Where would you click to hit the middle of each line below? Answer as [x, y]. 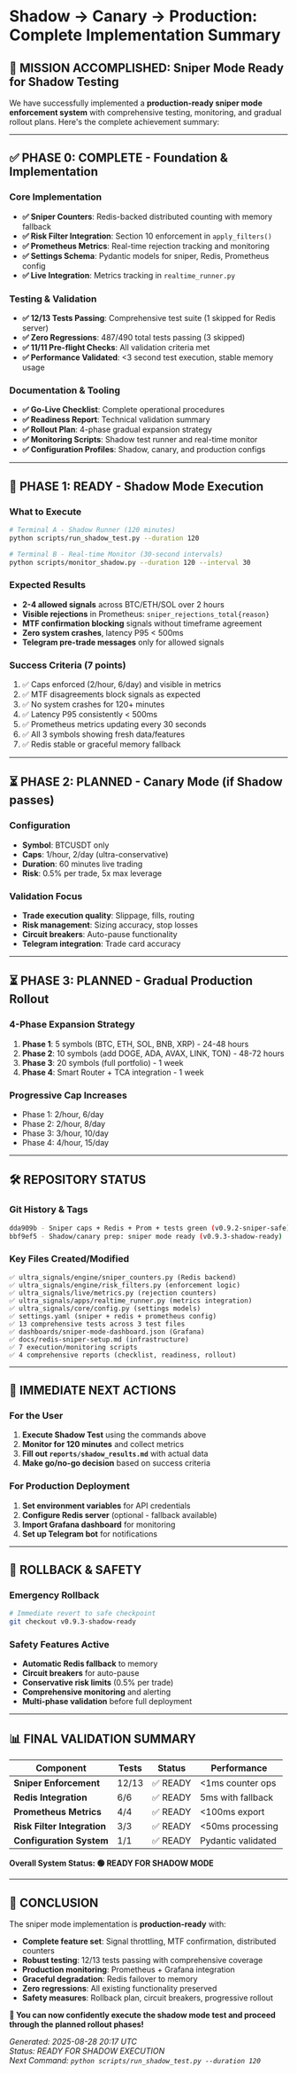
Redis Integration [50, 1797]
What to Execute [46, 512]
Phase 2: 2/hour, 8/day [64, 1124]
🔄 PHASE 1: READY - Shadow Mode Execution [137, 486]
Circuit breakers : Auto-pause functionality [100, 935]
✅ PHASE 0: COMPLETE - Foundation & [118, 158]
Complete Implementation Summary [145, 35]
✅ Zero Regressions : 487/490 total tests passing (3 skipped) [133, 337]
